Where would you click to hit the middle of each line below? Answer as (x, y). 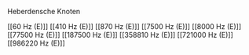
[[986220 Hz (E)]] (36, 43)
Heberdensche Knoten (44, 11)
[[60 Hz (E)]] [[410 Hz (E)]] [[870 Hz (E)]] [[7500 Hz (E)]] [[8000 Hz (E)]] (124, 26)
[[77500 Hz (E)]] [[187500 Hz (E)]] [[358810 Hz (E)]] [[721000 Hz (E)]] (120, 35)
